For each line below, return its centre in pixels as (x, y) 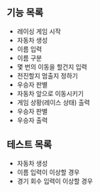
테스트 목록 (29, 145)
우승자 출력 (32, 120)
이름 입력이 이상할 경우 (48, 172)
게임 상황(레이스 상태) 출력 (53, 102)
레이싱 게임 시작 (39, 31)
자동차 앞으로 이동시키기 (50, 93)
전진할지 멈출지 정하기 (48, 75)
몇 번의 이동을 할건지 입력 (52, 67)
